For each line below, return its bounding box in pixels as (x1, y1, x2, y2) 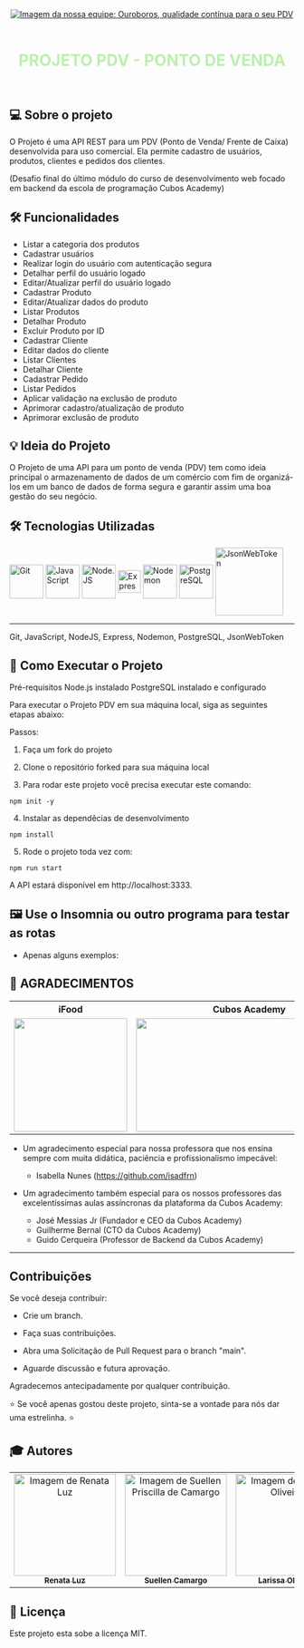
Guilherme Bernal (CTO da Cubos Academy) (35, 1224, 202, 1236)
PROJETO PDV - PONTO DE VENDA (17, 50, 287, 71)
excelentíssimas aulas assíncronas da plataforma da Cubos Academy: (22, 1197, 283, 1208)
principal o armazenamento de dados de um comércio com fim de (9, 471, 256, 483)
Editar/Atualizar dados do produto (22, 296, 149, 307)
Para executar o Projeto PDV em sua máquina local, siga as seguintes (9, 700, 269, 710)
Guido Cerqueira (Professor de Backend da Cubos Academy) (35, 1234, 264, 1245)
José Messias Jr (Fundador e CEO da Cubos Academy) (35, 1215, 242, 1226)
